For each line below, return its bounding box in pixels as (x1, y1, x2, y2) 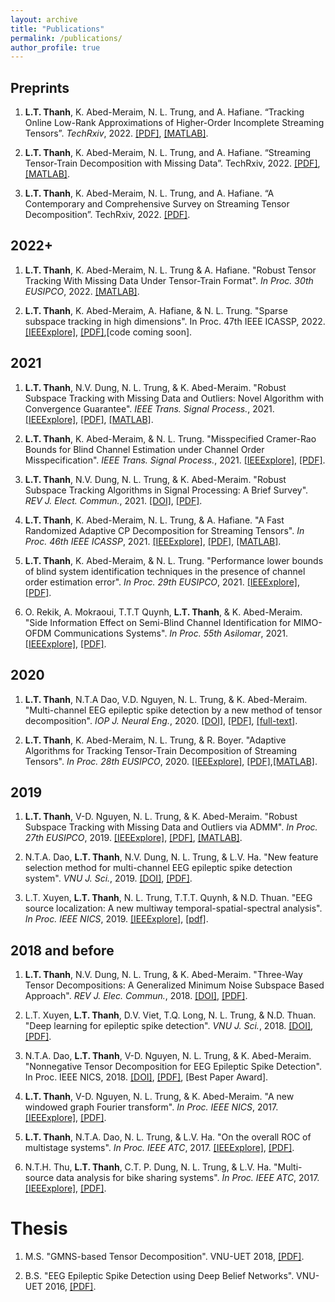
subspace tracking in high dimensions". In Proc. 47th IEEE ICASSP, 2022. (24, 315, 326, 327)
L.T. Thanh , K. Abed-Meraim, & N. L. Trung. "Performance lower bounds (24, 554, 324, 566)
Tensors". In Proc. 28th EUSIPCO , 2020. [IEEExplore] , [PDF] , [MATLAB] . (24, 755, 318, 767)
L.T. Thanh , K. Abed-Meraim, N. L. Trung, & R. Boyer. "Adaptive (24, 734, 287, 746)
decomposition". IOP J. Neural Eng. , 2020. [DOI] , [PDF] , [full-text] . (24, 714, 298, 726)
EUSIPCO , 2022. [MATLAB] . (24, 285, 140, 297)
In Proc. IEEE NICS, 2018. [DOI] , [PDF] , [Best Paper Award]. (24, 1071, 269, 1083)
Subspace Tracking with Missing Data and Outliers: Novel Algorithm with (24, 392, 325, 404)
